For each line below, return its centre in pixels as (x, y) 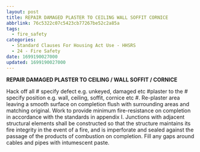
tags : (13, 29)
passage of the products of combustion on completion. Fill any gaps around (100, 136)
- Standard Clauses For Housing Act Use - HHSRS (74, 46)
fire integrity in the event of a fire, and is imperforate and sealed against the (100, 130)
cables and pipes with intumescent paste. (58, 142)
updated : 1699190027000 (36, 62)
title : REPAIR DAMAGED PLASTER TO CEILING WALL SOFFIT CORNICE (87, 17)
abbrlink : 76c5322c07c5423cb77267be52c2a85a (63, 23)
